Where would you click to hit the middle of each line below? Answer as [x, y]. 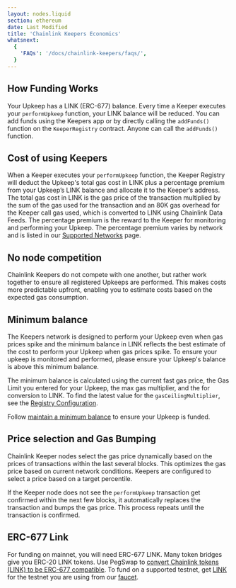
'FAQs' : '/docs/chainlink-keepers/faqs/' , [83, 54]
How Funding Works [53, 89]
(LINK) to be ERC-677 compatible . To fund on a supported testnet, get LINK [117, 569]
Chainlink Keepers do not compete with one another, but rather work [107, 275]
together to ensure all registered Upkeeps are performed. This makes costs [117, 282]
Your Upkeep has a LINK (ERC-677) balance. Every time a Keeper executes [117, 106]
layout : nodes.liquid [39, 14]
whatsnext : [23, 40]
